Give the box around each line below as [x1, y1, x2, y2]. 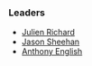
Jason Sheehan [21, 36, 80, 47]
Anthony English [21, 46, 83, 57]
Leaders [8, 6, 46, 19]
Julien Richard [21, 27, 76, 38]
